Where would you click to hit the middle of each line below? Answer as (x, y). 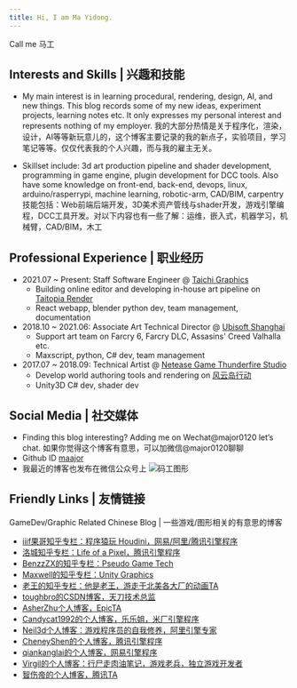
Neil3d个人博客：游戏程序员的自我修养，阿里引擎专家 (119, 630)
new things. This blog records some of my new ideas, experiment (141, 106)
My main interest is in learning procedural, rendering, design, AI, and (147, 96)
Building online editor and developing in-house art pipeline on (148, 289)
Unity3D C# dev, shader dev (87, 385)
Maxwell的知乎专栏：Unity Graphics (88, 574)
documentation (63, 317)
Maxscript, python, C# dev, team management (120, 356)
